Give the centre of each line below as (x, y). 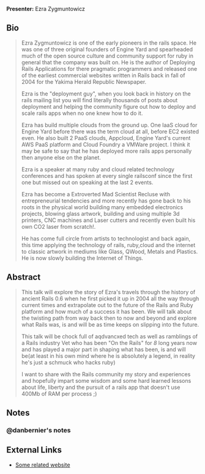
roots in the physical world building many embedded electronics (102, 207)
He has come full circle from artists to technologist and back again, (106, 239)
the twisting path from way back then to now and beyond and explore (109, 318)
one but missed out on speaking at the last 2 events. (87, 182)
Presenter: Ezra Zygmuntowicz (46, 9)
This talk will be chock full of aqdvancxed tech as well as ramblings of (110, 336)
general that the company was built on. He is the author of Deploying (108, 62)
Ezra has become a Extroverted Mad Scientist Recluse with (95, 194)
